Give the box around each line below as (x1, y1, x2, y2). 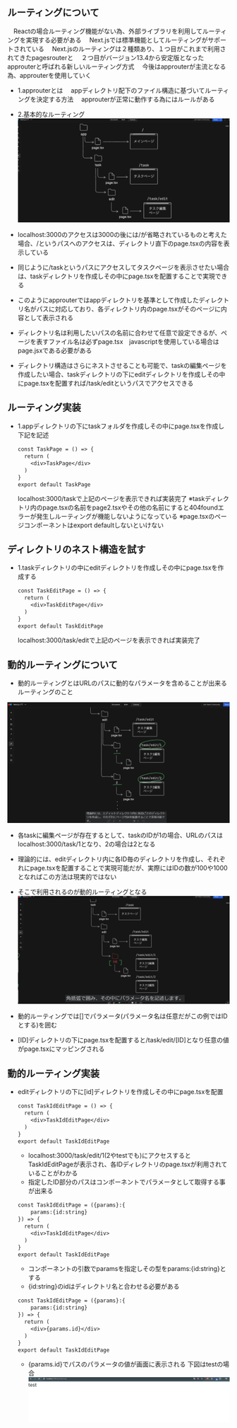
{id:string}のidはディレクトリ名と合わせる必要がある (28, 1282, 180, 1290)
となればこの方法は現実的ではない (17, 873, 117, 881)
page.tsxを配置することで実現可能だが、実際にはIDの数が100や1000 (30, 864, 228, 873)
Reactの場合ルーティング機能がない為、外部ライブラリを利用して (13, 27, 203, 35)
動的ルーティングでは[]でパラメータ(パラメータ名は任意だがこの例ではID (17, 1012, 228, 1020)
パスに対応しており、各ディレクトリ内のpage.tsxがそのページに (36, 304, 221, 313)
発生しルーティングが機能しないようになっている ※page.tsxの (36, 512, 215, 520)
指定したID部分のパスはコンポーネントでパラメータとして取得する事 (28, 1177, 226, 1186)
